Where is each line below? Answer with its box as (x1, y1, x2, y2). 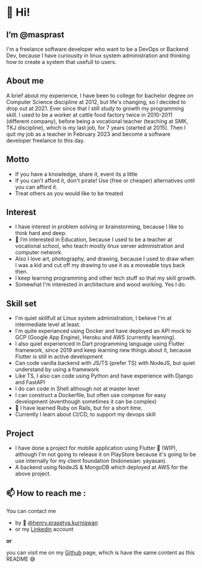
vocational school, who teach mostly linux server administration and (14, 242, 185, 250)
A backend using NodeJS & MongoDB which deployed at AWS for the (14, 463, 188, 471)
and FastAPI (14, 379, 45, 386)
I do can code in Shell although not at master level (14, 385, 140, 392)
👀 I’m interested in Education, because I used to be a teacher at (14, 236, 173, 244)
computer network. (14, 249, 63, 256)
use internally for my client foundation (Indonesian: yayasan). (14, 457, 168, 465)
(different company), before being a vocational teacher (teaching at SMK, (6, 117, 189, 124)
